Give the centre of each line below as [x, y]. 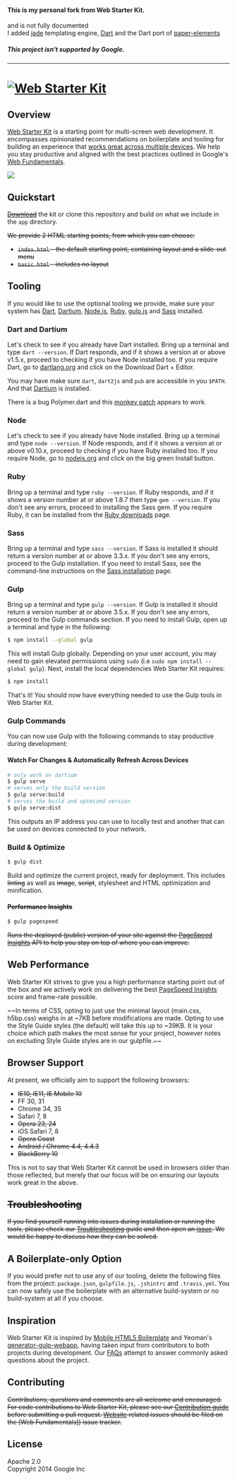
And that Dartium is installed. [49, 388]
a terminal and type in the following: [59, 627]
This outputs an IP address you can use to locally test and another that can [116, 821]
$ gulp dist [25, 862]
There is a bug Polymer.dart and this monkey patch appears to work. [107, 402]
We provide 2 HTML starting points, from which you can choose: [101, 235]
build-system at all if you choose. [56, 1298]
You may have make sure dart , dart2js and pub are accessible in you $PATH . [117, 381]
